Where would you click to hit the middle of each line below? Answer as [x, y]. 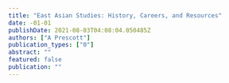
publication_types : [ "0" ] [51, 45]
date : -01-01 [30, 23]
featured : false [35, 60]
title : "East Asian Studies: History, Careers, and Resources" [115, 15]
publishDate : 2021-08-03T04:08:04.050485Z [80, 30]
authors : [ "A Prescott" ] [49, 38]
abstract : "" [30, 52]
